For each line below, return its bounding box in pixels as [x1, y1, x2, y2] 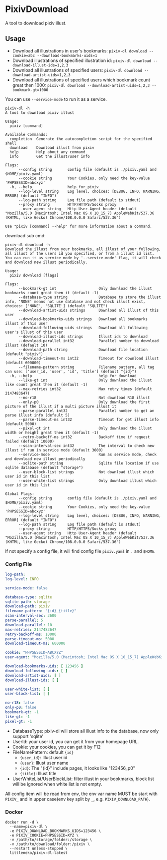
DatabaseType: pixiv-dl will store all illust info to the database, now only [12, 728, 159, 734]
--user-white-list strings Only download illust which [18, 478, 157, 483]
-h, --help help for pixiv [9, 184, 99, 189]
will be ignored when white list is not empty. [12, 781, 102, 787]
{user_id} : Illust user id [19, 754, 68, 760]
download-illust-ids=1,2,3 [12, 62, 69, 68]
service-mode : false [5, 585, 48, 590]
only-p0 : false [5, 705, 37, 710]
